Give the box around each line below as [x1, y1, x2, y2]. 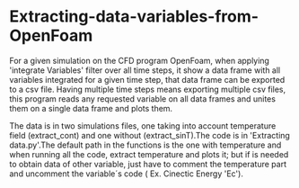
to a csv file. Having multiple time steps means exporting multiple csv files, [9, 84, 286, 94]
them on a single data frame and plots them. [9, 103, 173, 113]
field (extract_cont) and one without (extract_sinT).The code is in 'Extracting [9, 130, 290, 140]
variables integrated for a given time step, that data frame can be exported [9, 74, 286, 85]
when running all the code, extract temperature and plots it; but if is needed [9, 148, 289, 159]
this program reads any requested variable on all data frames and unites [9, 93, 277, 104]
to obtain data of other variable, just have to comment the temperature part [9, 158, 287, 169]
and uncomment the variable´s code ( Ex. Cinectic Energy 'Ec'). [9, 168, 244, 179]
